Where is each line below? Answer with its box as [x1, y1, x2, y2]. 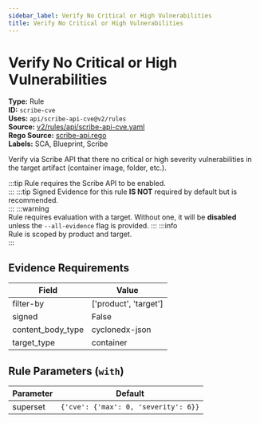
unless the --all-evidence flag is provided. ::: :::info [8, 221, 178, 231]
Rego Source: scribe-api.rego [8, 131, 107, 140]
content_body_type [12, 324, 85, 335]
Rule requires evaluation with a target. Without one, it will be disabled [8, 212, 237, 222]
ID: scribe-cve [8, 105, 56, 115]
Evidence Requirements [8, 261, 130, 275]
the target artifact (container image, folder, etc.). [8, 163, 167, 172]
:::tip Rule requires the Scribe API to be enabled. [8, 179, 166, 188]
